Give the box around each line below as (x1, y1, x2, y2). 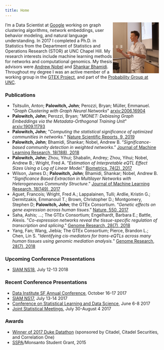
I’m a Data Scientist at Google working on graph (5, 22, 102, 28)
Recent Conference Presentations (5, 279, 87, 286)
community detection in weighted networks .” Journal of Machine (26, 144, 156, 150)
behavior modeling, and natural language (5, 32, 88, 38)
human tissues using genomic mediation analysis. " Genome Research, (12, 238, 155, 244)
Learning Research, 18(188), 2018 (12, 150, 80, 155)
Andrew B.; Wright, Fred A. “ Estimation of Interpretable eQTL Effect (12, 160, 148, 166)
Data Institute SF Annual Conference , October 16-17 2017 (12, 290, 127, 296)
